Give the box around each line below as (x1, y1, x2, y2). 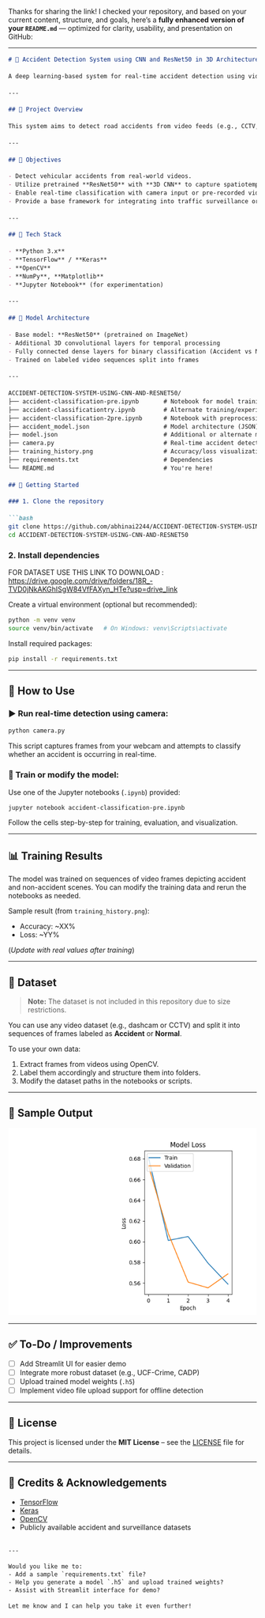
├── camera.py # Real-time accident (8, 439, 235, 448)
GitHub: (8, 32, 33, 41)
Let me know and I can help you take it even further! (8, 1601, 192, 1610)
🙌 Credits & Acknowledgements (8, 1476, 167, 1490)
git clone (8, 523, 41, 531)
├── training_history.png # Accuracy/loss (8, 448, 217, 456)
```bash (8, 514, 34, 523)
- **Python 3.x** (8, 248, 65, 255)
